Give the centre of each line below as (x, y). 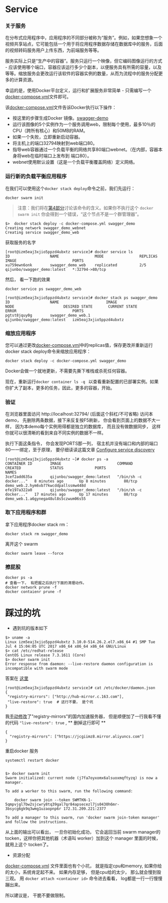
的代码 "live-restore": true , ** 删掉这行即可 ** (55, 723)
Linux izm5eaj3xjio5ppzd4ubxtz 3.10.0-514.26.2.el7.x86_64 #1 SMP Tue (80, 642)
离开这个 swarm (22, 544)
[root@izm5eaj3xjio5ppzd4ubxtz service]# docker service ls (69, 252)
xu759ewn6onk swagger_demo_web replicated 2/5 (76, 265)
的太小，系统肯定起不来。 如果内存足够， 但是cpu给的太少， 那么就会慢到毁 (83, 872)
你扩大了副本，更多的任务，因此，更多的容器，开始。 (60, 388)
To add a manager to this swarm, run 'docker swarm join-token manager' (82, 818)
